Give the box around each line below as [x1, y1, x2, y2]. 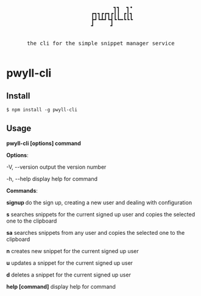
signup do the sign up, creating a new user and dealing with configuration [6, 199, 192, 206]
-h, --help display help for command [6, 175, 98, 182]
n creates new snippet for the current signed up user [6, 247, 139, 254]
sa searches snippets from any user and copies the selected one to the [6, 229, 185, 236]
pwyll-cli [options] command [6, 139, 81, 147]
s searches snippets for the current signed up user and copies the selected [6, 210, 196, 218]
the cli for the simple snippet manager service [26, 40, 175, 46]
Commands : [6, 187, 38, 194]
